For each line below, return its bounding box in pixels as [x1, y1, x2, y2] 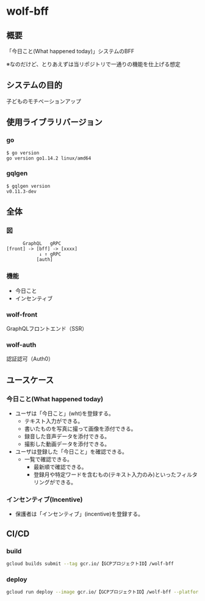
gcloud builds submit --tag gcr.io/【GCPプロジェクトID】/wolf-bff [6, 561, 174, 567]
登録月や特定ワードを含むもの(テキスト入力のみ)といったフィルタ [33, 471, 198, 478]
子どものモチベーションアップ [6, 97, 81, 105]
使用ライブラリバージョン [6, 117, 103, 128]
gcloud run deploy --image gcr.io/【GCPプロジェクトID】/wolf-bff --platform [6, 589, 201, 595]
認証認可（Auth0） [6, 355, 54, 363]
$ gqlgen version [6, 183, 51, 189]
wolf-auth [6, 341, 37, 349]
